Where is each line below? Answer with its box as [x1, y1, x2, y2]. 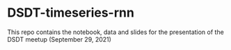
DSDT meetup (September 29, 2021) [7, 35, 111, 43]
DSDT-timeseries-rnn [7, 5, 134, 21]
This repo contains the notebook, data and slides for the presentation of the [7, 28, 224, 36]
